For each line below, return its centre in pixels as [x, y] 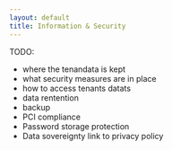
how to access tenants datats [77, 88]
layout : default [39, 18]
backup [36, 107]
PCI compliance [51, 117]
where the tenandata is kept [74, 69]
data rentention [50, 97]
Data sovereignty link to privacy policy [93, 136]
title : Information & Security [68, 26]
